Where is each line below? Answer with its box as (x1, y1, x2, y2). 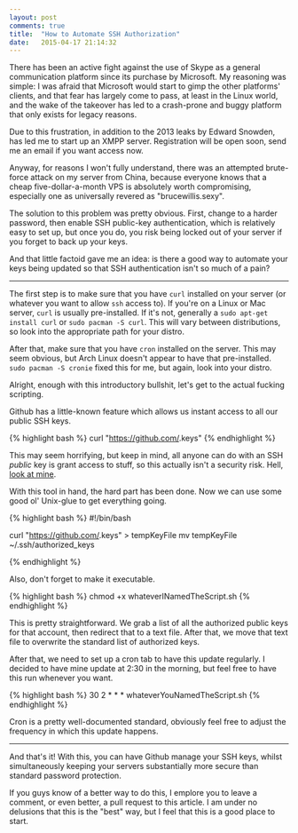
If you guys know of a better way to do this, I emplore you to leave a (9, 788, 257, 798)
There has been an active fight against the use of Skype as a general (9, 62, 261, 73)
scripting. (9, 389, 44, 400)
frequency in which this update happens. (9, 726, 159, 737)
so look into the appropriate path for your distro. (9, 326, 184, 337)
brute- (265, 163, 289, 173)
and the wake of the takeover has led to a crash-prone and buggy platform (9, 99, 282, 111)
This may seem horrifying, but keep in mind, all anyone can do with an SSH (9, 450, 284, 461)
